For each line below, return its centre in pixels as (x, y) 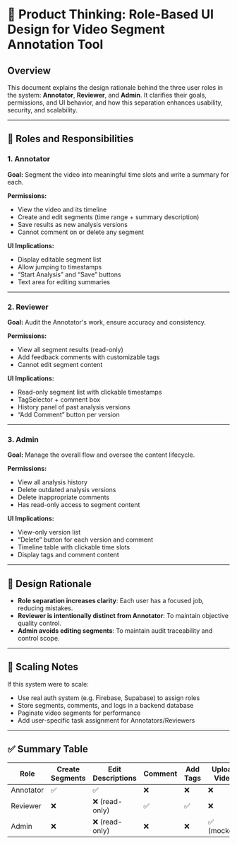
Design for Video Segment (86, 29)
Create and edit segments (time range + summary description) (108, 217)
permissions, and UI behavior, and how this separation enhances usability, (115, 103)
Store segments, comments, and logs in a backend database (105, 705)
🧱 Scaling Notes (43, 667)
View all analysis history (53, 482)
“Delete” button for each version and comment (85, 540)
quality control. (39, 623)
